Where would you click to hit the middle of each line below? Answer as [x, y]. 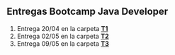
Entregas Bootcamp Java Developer [87, 12]
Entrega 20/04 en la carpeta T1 [62, 28]
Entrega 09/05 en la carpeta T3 [63, 43]
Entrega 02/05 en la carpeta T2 [63, 36]
